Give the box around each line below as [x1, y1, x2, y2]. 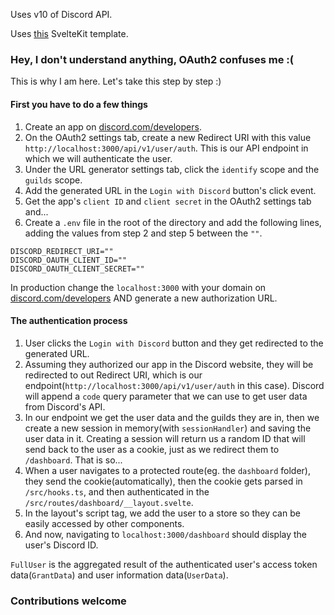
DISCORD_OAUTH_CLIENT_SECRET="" [10, 264, 145, 274]
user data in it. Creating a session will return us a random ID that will [24, 432, 306, 444]
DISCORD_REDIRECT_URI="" [10, 246, 114, 256]
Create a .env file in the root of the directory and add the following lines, [24, 216, 322, 228]
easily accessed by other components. [24, 517, 185, 529]
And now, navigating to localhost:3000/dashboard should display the [24, 528, 308, 540]
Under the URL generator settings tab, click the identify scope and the [24, 163, 320, 175]
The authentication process [10, 315, 128, 327]
